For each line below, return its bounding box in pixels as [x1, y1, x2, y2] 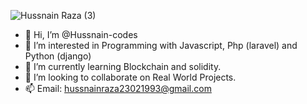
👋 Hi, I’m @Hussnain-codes [24, 29, 138, 40]
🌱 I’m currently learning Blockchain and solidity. [24, 61, 222, 72]
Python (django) [24, 50, 92, 62]
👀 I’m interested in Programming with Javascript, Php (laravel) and [24, 40, 298, 51]
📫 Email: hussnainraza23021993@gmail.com [24, 83, 212, 94]
